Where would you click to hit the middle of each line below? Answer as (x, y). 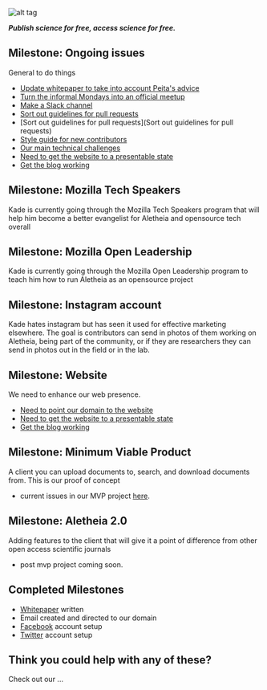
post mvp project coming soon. (71, 564)
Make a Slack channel (56, 105)
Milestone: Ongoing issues (77, 53)
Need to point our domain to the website (87, 410)
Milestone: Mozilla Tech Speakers (95, 190)
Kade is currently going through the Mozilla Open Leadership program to (128, 271)
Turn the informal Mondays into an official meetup (102, 96)
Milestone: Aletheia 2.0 (68, 521)
